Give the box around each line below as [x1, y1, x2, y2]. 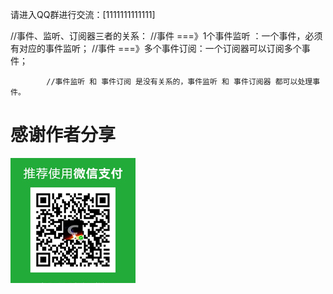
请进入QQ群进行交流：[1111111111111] [10, 9, 156, 20]
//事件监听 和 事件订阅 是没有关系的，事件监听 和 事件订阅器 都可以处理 [46, 77, 313, 87]
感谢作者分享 [10, 124, 117, 147]
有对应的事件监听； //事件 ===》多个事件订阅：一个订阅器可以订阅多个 [10, 43, 302, 54]
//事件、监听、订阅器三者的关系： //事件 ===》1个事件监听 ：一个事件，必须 [10, 30, 323, 42]
